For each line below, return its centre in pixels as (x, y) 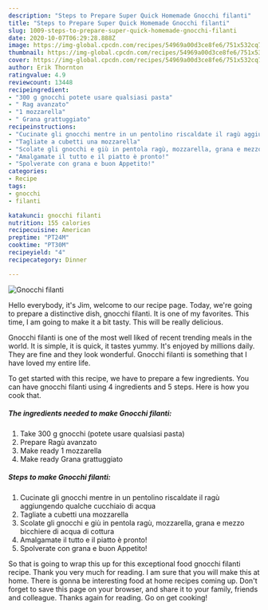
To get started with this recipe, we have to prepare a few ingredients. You (129, 378)
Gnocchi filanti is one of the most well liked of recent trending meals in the (130, 337)
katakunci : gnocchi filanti (55, 215)
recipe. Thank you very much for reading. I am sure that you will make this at (134, 572)
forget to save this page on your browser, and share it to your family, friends (133, 589)
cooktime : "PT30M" (39, 245)
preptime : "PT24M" (39, 238)
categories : (28, 171)
